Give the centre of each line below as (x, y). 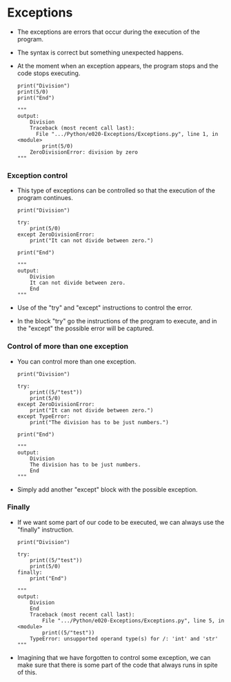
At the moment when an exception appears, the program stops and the (118, 66)
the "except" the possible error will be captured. (85, 328)
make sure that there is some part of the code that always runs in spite (118, 665)
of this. (27, 672)
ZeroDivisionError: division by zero (84, 152)
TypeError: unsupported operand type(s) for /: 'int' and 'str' (124, 639)
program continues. (45, 198)
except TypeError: (43, 416)
